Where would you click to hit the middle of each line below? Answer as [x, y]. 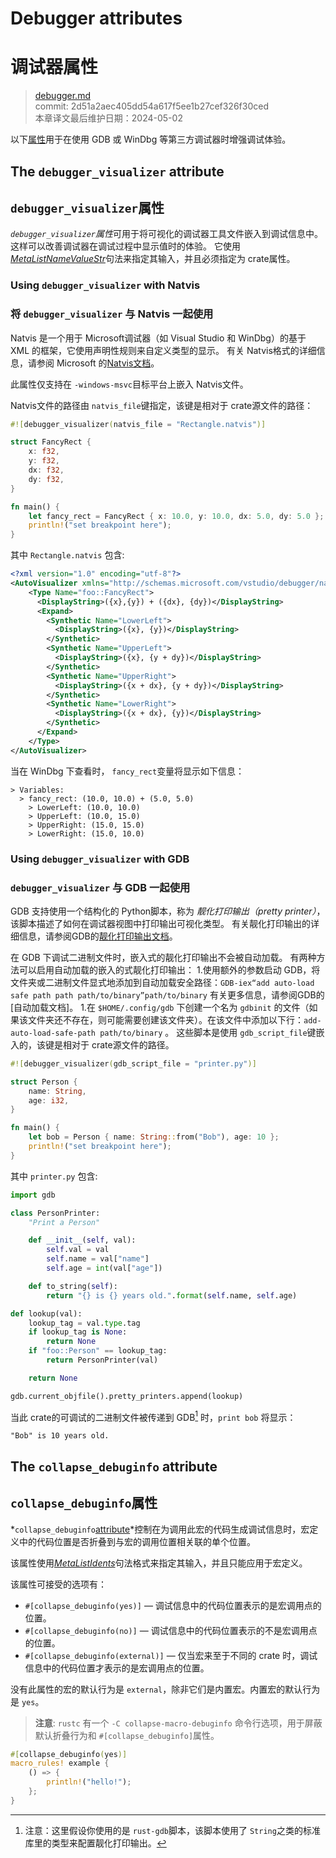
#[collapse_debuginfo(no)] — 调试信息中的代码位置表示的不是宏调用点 [171, 1630]
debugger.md [62, 96]
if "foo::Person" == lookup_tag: [98, 1351]
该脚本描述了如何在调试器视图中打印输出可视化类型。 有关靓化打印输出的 [160, 923]
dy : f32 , [46, 479]
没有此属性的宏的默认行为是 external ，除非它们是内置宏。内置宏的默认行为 [165, 1689]
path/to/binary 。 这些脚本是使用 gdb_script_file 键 [208, 1032]
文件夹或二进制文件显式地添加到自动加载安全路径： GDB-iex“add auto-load [162, 982]
